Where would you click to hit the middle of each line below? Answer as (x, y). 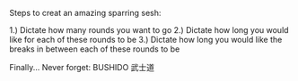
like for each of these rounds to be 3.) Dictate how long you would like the (146, 40)
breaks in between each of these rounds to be (95, 49)
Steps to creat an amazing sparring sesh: (85, 13)
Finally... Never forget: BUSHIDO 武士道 (82, 67)
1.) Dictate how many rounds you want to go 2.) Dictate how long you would (149, 30)
